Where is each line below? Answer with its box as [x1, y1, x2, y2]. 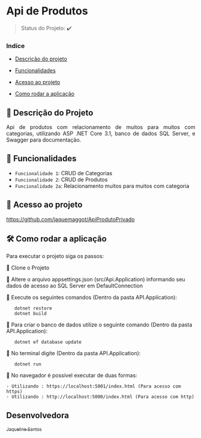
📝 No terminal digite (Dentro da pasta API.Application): [6, 350, 141, 357]
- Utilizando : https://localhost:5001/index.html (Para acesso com [6, 383, 181, 389]
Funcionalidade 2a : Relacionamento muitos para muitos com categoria [14, 182, 190, 190]
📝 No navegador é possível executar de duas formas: [6, 372, 137, 379]
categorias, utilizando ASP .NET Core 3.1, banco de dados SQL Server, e [6, 130, 196, 137]
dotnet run [14, 361, 42, 367]
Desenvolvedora [6, 410, 69, 421]
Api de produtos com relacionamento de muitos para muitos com [6, 124, 196, 131]
